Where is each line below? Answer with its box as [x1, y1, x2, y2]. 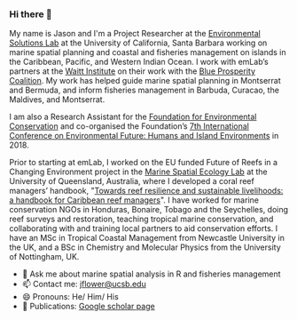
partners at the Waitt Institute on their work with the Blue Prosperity [9, 66, 255, 76]
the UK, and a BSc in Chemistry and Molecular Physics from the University [9, 242, 281, 252]
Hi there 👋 [9, 8, 53, 20]
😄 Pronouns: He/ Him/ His [21, 292, 120, 302]
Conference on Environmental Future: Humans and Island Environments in [9, 131, 279, 141]
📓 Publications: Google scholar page [21, 301, 155, 312]
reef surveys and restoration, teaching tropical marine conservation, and [9, 213, 274, 225]
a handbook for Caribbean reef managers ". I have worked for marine [9, 195, 260, 205]
